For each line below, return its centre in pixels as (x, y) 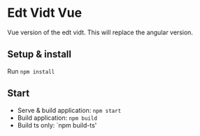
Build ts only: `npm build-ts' (57, 125)
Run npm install (31, 71)
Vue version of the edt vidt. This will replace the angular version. (100, 32)
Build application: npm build (57, 118)
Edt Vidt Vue (45, 13)
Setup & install (40, 54)
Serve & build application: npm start (69, 110)
